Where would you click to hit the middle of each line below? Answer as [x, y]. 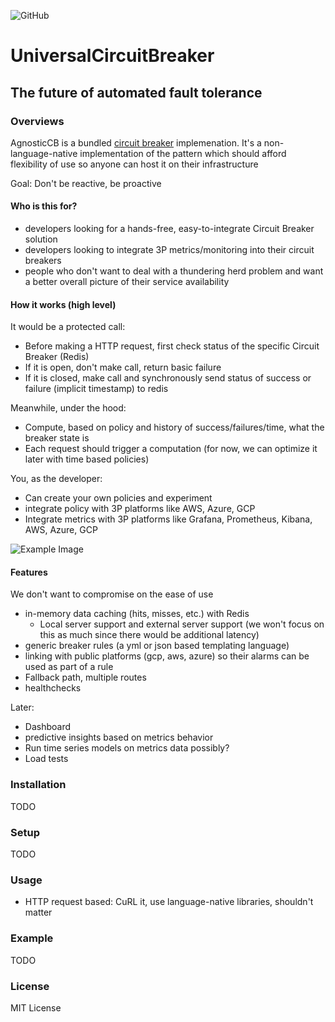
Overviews [37, 121]
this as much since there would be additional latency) [149, 635]
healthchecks [53, 688]
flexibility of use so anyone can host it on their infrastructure [134, 164]
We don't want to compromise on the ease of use [112, 594]
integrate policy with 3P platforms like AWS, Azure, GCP [140, 509]
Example [32, 938]
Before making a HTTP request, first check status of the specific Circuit [172, 346]
